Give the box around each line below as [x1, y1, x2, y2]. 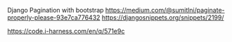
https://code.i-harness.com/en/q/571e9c [7, 27, 125, 35]
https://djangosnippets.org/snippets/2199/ [101, 13, 224, 22]
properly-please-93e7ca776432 [7, 13, 101, 22]
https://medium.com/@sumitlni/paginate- [105, 6, 225, 14]
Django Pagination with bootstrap [7, 6, 104, 14]
